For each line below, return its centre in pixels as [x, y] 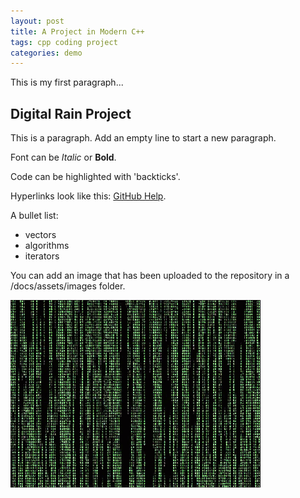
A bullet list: [34, 216]
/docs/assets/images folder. [68, 286]
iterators [42, 256]
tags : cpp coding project [64, 42]
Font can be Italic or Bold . [63, 157]
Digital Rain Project [71, 113]
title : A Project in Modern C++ [77, 31]
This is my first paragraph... [67, 82]
